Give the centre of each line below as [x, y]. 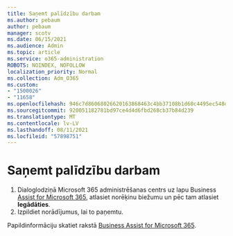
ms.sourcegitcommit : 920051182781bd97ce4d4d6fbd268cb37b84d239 [101, 110]
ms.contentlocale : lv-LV [43, 123]
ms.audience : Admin [35, 46]
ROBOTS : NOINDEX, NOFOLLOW [46, 65]
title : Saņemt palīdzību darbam [54, 14]
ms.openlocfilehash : [37, 104]
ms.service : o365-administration [55, 59]
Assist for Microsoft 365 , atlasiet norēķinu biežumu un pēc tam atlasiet [118, 197]
